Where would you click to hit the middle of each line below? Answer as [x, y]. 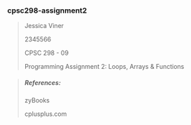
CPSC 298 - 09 [46, 53]
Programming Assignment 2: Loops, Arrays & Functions [104, 67]
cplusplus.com [45, 114]
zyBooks [37, 100]
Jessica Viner [44, 26]
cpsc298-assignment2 [47, 11]
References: [43, 82]
